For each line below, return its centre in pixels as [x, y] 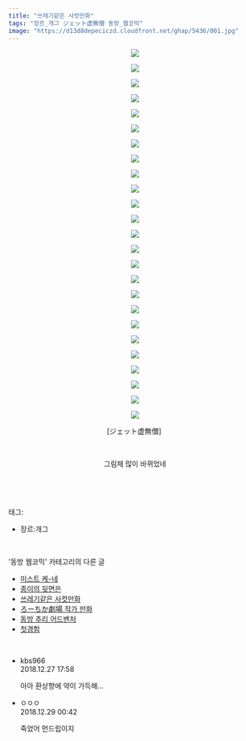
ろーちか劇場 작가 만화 [56, 609]
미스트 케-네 [39, 579]
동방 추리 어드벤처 [48, 619]
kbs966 [33, 661]
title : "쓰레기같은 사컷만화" [51, 16]
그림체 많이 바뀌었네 [135, 464]
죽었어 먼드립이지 [47, 729]
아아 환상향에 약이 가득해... [62, 686]
